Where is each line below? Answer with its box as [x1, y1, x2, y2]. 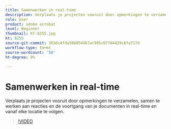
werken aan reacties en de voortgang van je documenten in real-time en [5, 103, 157, 109]
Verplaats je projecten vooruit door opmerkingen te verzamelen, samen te [5, 98, 160, 104]
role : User [5, 17, 28, 22]
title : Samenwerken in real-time [5, 7, 76, 13]
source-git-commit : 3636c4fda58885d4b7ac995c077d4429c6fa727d [5, 41, 140, 46]
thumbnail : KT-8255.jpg [5, 31, 56, 36]
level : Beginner [5, 26, 40, 31]
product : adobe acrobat [5, 21, 56, 27]
